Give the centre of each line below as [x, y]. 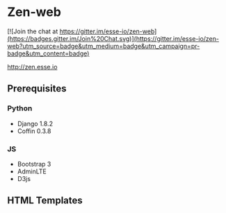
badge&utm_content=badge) [48, 53]
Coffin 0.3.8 [34, 131]
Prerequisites [37, 88]
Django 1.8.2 [35, 123]
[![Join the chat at [33, 31]
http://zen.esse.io [32, 67]
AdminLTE [32, 171]
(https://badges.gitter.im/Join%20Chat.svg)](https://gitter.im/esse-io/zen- [113, 38]
